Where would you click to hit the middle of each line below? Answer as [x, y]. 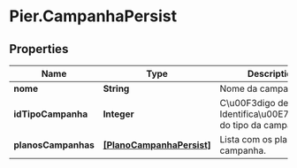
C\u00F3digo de [254, 103]
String [116, 88]
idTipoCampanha [51, 114]
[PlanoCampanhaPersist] [157, 145]
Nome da [239, 88]
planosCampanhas [54, 145]
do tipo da [241, 125]
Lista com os [246, 139]
